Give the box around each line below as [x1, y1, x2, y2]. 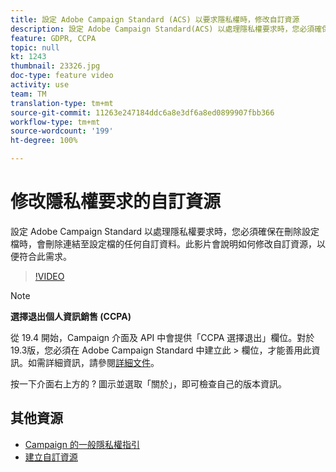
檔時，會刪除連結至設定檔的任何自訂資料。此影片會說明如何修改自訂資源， [10, 237, 317, 250]
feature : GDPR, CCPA [10, 33, 97, 43]
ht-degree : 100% [10, 136, 78, 146]
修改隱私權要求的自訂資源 [10, 191, 222, 213]
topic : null [10, 42, 60, 53]
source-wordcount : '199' [10, 126, 114, 136]
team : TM [10, 89, 47, 99]
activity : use [10, 80, 70, 90]
